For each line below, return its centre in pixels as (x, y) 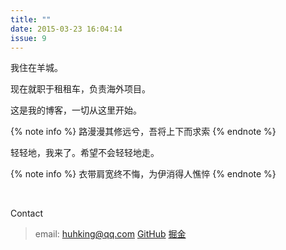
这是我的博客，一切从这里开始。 (76, 110)
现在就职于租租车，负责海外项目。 (80, 89)
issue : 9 (28, 38)
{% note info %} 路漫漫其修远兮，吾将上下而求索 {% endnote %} (143, 132)
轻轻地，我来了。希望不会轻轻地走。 (85, 153)
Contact (26, 213)
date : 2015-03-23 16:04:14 (66, 29)
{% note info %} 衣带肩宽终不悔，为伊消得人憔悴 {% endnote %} (143, 174)
